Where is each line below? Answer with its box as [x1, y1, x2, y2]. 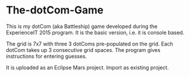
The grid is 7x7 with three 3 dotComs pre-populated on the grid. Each [6, 40, 174, 47]
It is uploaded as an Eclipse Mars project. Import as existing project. [6, 64, 169, 71]
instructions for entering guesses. [6, 52, 87, 60]
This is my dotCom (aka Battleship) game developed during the [6, 23, 158, 30]
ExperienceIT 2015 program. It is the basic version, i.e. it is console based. [6, 29, 185, 36]
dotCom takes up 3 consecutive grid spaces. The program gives [6, 46, 161, 53]
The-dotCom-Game [6, 3, 104, 17]
